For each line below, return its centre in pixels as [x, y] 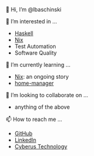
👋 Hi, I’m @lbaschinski [34, 10]
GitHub [23, 133]
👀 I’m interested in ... [31, 21]
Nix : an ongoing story [42, 76]
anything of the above [42, 107]
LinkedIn [25, 140]
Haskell [24, 33]
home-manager [34, 83]
